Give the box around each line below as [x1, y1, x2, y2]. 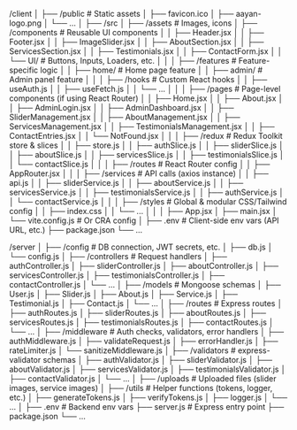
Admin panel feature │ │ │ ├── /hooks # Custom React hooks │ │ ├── [9, 74, 268, 84]
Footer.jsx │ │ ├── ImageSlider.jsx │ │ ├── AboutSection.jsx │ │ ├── [9, 36, 264, 47]
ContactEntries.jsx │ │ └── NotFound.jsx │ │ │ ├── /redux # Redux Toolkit [9, 131, 283, 141]
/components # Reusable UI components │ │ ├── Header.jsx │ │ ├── [9, 27, 265, 37]
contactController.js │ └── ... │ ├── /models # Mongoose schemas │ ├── [9, 280, 281, 289]
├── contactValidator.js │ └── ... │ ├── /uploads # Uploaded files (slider [9, 373, 277, 384]
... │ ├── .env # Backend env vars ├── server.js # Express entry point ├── [9, 402, 285, 411]
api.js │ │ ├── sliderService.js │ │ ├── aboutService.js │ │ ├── [9, 178, 244, 188]
